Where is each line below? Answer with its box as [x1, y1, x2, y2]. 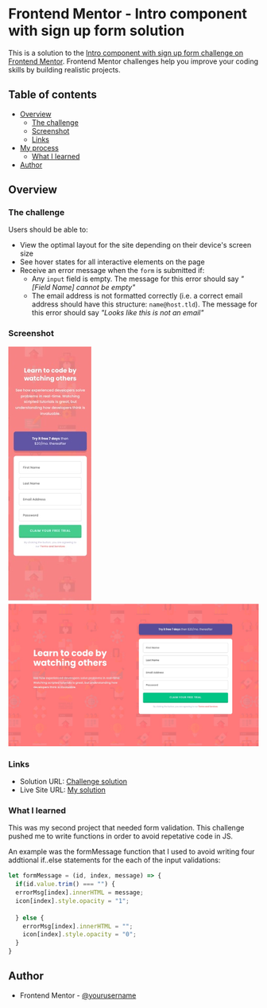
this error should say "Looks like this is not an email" [31, 308, 204, 318]
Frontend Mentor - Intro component [8, 5, 248, 23]
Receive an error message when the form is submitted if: [19, 266, 205, 275]
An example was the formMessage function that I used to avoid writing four [8, 847, 255, 857]
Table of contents [8, 88, 97, 102]
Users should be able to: [8, 225, 89, 235]
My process [19, 143, 60, 152]
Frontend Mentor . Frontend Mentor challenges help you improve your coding [8, 57, 259, 66]
